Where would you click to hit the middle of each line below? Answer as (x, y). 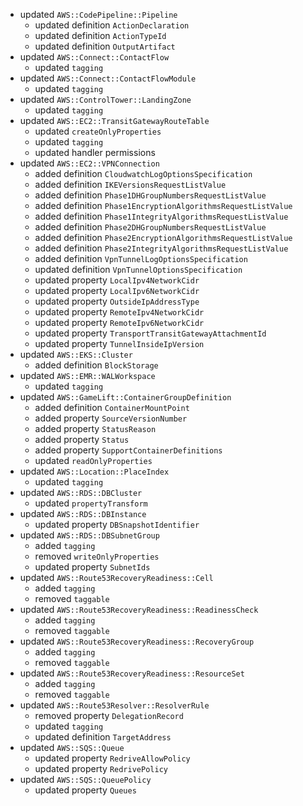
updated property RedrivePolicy (101, 768)
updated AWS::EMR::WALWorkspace (87, 375)
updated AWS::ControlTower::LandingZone (105, 99)
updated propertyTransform (91, 503)
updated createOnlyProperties (98, 131)
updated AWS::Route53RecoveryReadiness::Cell (116, 577)
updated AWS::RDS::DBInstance (83, 513)
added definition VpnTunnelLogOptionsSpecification (141, 258)
